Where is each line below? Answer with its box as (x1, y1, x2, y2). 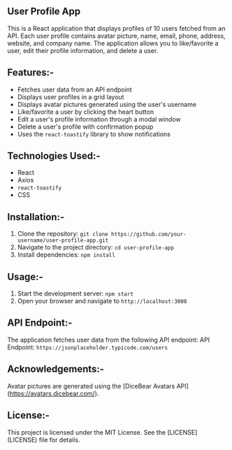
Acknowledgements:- (7, 363, 105, 375)
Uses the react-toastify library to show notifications (17, 129, 171, 138)
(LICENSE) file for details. (7, 435, 80, 444)
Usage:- (7, 270, 43, 282)
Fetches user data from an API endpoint (17, 85, 133, 94)
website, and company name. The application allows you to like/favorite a (7, 38, 219, 48)
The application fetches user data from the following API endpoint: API (7, 335, 210, 344)
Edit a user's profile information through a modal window (17, 115, 182, 123)
